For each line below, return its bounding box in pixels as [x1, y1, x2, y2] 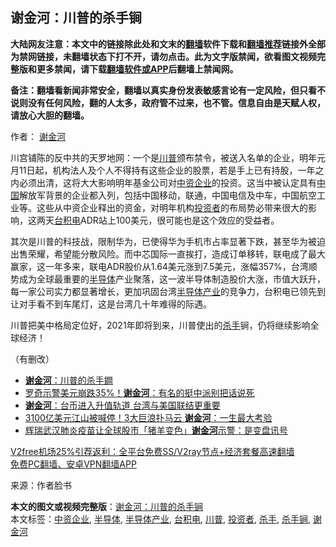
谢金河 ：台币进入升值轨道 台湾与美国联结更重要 [24, 399, 221, 411]
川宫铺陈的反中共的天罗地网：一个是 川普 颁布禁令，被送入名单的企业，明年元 [10, 151, 326, 163]
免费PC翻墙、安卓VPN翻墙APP [10, 458, 137, 470]
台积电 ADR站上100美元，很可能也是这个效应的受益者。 [54, 214, 280, 226]
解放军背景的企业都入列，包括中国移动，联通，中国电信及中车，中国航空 [19, 189, 317, 201]
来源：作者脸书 [10, 479, 72, 491]
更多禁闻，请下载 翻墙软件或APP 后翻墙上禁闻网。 [36, 63, 239, 75]
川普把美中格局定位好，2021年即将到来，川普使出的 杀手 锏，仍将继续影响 [10, 319, 311, 331]
